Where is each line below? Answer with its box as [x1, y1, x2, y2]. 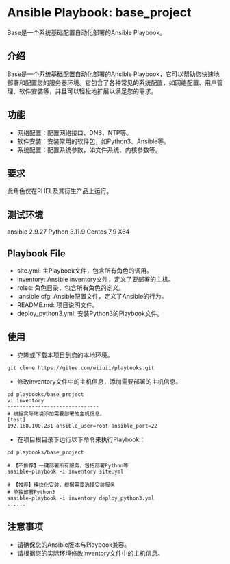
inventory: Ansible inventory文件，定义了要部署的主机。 [16, 275, 175, 283]
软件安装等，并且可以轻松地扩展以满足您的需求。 [18, 87, 157, 95]
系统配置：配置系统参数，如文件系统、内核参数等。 [16, 145, 162, 154]
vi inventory [7, 397, 44, 404]
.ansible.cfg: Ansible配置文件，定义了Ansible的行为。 [16, 293, 168, 300]
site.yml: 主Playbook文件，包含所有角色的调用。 [16, 267, 153, 275]
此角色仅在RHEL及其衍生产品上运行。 [7, 187, 113, 195]
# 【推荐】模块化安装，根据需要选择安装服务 [7, 481, 116, 488]
